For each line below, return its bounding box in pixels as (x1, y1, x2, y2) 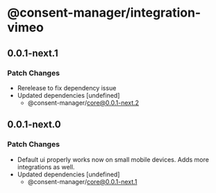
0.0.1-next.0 (7, 119, 61, 131)
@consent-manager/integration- (7, 5, 201, 21)
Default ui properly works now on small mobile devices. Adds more (17, 155, 210, 164)
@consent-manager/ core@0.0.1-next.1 (27, 177, 138, 185)
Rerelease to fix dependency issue (17, 83, 117, 92)
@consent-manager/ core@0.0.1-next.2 (27, 99, 140, 107)
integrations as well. (17, 162, 75, 171)
